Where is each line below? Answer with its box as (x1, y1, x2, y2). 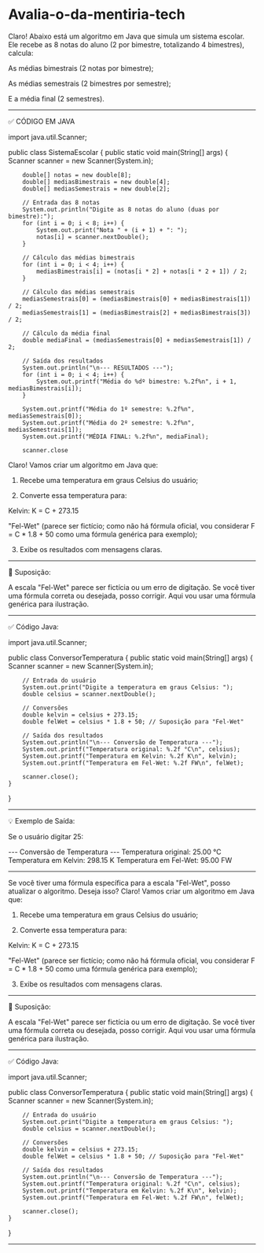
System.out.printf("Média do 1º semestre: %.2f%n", (22, 405, 195, 413)
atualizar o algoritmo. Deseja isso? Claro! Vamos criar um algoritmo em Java (8, 886, 255, 896)
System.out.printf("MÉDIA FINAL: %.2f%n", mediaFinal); (22, 433, 210, 440)
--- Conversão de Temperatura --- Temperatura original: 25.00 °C (8, 847, 222, 857)
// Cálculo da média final (22, 329, 111, 337)
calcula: (8, 48, 34, 57)
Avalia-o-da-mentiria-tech (8, 6, 186, 24)
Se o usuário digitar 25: (8, 831, 84, 841)
